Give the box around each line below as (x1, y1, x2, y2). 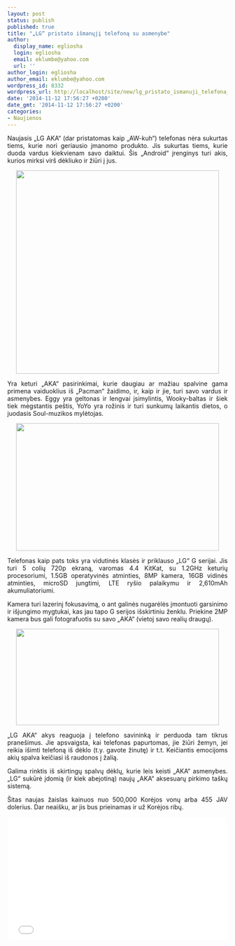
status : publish (7, 17, 55, 24)
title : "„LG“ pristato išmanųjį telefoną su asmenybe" (7, 29, 171, 37)
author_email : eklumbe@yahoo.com (7, 75, 105, 83)
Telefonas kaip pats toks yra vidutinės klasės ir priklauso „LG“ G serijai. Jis (7, 556, 228, 565)
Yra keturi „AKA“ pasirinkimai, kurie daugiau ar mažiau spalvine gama (7, 379, 228, 388)
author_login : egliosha (7, 69, 77, 76)
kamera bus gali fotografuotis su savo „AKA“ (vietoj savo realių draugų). (7, 614, 213, 623)
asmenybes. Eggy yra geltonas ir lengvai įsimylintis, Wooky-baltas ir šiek (7, 394, 228, 403)
